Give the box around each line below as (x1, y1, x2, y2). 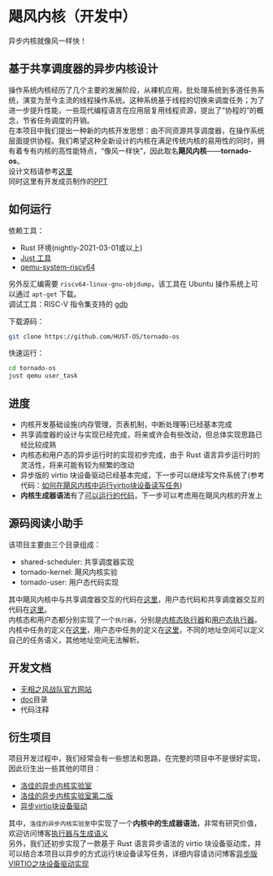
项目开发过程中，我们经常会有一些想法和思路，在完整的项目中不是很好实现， (8, 753, 265, 763)
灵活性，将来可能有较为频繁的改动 (19, 460, 135, 469)
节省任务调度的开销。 (22, 115, 94, 125)
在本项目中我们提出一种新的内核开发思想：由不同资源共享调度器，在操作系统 (8, 125, 265, 135)
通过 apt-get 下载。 (15, 289, 81, 299)
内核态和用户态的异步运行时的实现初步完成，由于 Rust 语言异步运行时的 (19, 450, 260, 460)
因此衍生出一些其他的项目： (8, 764, 102, 774)
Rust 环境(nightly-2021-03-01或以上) (19, 243, 143, 252)
